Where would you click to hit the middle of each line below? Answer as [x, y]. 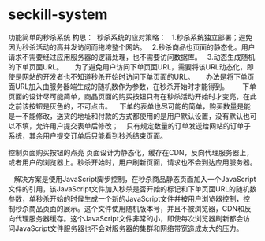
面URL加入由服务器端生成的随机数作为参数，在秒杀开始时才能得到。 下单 [132, 86]
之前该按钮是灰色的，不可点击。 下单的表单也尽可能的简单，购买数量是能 [129, 106]
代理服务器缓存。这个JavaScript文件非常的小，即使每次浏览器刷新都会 [129, 218]
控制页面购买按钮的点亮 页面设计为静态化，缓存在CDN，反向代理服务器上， [131, 152]
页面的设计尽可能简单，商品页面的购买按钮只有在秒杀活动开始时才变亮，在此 [132, 96]
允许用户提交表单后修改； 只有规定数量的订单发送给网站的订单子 [143, 126]
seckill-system [58, 15]
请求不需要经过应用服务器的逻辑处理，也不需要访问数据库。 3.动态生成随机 [132, 57]
